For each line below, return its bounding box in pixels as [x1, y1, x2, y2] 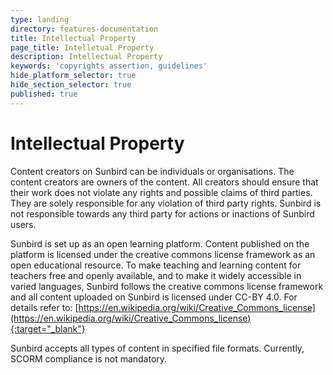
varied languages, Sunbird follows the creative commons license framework [10, 280, 324, 292]
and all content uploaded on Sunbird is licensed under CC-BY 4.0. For [10, 291, 298, 303]
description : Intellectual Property [10, 52, 163, 62]
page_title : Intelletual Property [10, 42, 155, 53]
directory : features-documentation [10, 24, 159, 34]
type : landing [10, 14, 70, 25]
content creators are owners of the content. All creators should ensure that [10, 176, 319, 188]
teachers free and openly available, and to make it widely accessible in [10, 269, 302, 281]
